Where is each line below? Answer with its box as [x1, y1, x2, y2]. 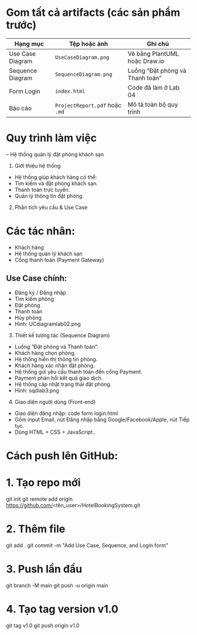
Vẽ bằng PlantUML [128, 49, 179, 58]
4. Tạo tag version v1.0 [6, 602, 118, 616]
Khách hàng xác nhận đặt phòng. [14, 362, 95, 369]
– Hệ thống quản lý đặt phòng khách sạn [6, 151, 104, 158]
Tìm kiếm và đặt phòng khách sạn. [14, 179, 98, 187]
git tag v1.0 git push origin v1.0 [6, 621, 80, 629]
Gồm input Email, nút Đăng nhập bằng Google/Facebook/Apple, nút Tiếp [14, 415, 190, 423]
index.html [55, 88, 86, 94]
